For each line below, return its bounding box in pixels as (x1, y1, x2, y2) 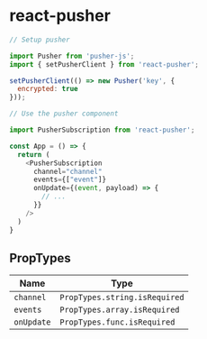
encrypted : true (17, 85, 78, 94)
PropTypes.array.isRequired (59, 305, 180, 316)
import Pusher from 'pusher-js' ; (9, 51, 135, 60)
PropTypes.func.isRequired (59, 317, 175, 327)
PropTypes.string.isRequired (59, 292, 184, 303)
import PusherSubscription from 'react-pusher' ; (9, 125, 195, 135)
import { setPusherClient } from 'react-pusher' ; (9, 60, 200, 69)
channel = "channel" (32, 167, 103, 176)
